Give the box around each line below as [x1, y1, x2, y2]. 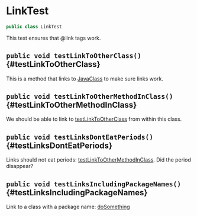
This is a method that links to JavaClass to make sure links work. [6, 75, 164, 82]
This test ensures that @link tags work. [6, 34, 101, 41]
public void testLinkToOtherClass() [6, 51, 142, 60]
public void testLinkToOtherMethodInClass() [6, 92, 173, 101]
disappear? [6, 163, 34, 170]
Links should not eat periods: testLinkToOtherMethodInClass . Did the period [6, 156, 191, 163]
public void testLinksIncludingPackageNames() [6, 179, 182, 188]
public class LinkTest [6, 24, 62, 30]
